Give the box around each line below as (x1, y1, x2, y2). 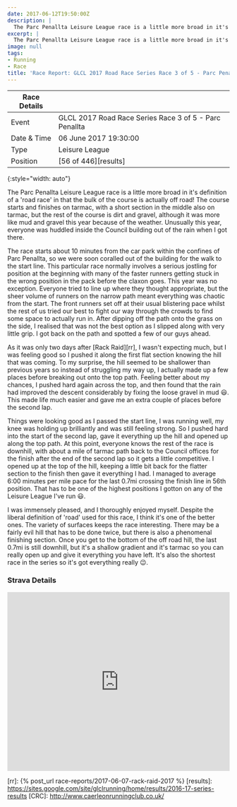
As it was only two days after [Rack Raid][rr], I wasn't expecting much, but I (7, 343, 227, 351)
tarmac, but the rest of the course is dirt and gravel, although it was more (7, 210, 220, 219)
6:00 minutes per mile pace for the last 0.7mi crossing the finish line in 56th (7, 476, 226, 485)
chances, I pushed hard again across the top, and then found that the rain (7, 380, 221, 389)
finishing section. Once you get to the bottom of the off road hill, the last (7, 535, 217, 544)
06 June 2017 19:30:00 (58, 133, 140, 143)
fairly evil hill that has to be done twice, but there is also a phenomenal (7, 528, 212, 536)
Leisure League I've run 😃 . (7, 492, 86, 500)
